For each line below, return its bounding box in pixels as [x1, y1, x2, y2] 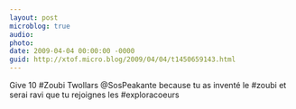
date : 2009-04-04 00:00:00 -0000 [9, 47, 135, 56]
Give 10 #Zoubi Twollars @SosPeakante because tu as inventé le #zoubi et [9, 80, 287, 90]
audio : [9, 30, 34, 39]
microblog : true [9, 22, 70, 31]
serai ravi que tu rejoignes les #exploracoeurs [9, 89, 180, 100]
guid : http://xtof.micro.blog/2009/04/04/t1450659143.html [9, 55, 236, 64]
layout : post [9, 13, 59, 23]
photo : [9, 38, 34, 48]
